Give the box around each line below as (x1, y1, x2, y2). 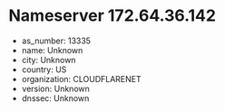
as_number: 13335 (21, 35, 92, 46)
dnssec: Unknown (21, 92, 90, 104)
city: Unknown (21, 54, 76, 65)
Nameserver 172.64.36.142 (8, 5, 217, 26)
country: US (21, 64, 67, 75)
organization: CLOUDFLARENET (21, 73, 142, 84)
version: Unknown (21, 83, 90, 94)
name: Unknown (21, 44, 83, 55)
